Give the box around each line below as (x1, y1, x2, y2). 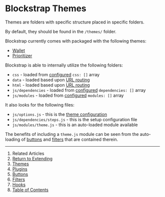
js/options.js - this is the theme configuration (12, 111, 107, 117)
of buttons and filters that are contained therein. (21, 136, 118, 142)
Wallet (12, 47, 26, 53)
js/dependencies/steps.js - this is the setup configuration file (12, 116, 137, 122)
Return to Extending (12, 155, 53, 161)
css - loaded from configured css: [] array (12, 71, 100, 77)
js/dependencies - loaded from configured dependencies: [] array (12, 87, 146, 93)
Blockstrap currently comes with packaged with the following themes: (5, 38, 146, 44)
